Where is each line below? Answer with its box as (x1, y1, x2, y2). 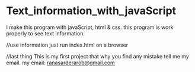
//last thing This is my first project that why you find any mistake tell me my (6, 53, 190, 60)
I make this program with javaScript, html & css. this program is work (6, 24, 174, 31)
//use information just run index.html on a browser (6, 41, 129, 48)
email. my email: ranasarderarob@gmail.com (6, 59, 116, 66)
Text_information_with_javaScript (6, 4, 177, 18)
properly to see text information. (6, 30, 85, 37)
